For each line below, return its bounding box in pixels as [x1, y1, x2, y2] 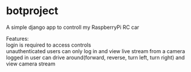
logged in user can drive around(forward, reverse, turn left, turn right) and [6, 54, 185, 61]
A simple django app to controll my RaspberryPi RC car [6, 24, 139, 31]
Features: [6, 35, 29, 42]
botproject [6, 4, 59, 18]
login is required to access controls [6, 41, 91, 48]
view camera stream [6, 60, 56, 67]
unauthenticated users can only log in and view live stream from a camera [6, 47, 185, 54]
